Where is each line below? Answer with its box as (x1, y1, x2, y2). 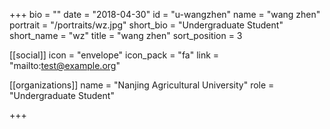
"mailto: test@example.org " (9, 60, 121, 71)
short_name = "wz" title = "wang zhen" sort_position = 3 (9, 30, 243, 41)
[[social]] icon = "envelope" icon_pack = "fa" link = (9, 49, 220, 61)
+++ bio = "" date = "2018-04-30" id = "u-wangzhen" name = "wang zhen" (9, 9, 321, 20)
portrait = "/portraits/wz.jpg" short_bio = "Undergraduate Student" (9, 19, 284, 31)
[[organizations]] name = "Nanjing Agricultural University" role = (9, 79, 275, 91)
